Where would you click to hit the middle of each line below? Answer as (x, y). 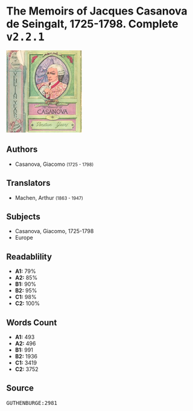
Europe (24, 238)
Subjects (23, 216)
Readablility (29, 256)
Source (20, 388)
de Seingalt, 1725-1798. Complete (92, 24)
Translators (28, 183)
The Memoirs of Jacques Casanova (97, 11)
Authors (22, 150)
